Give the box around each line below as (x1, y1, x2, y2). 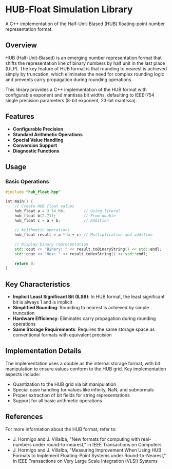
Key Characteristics (5, 280, 70, 289)
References (5, 412, 43, 421)
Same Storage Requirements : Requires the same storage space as (12, 326, 155, 332)
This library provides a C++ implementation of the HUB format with (5, 86, 147, 92)
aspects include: (5, 371, 40, 377)
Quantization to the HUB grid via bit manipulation (12, 381, 117, 387)
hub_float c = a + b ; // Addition (14, 218, 109, 223)
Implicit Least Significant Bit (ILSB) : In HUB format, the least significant (12, 294, 165, 300)
